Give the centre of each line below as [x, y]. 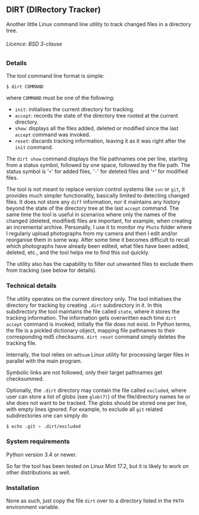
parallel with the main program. [44, 361]
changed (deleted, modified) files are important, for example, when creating [99, 221]
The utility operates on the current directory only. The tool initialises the [94, 299]
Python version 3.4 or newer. [42, 454]
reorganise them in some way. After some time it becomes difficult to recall [98, 240]
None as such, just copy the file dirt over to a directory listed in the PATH [95, 501]
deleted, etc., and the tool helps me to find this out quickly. [78, 253]
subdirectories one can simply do [47, 415]
